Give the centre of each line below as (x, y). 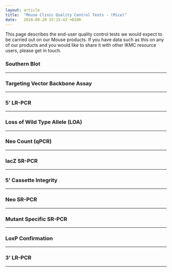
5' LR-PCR (18, 102)
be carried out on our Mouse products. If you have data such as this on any (85, 40)
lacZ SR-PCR (21, 161)
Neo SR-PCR (21, 200)
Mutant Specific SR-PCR (36, 219)
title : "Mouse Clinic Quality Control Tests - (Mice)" (66, 15)
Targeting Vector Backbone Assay (49, 83)
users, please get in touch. (33, 51)
